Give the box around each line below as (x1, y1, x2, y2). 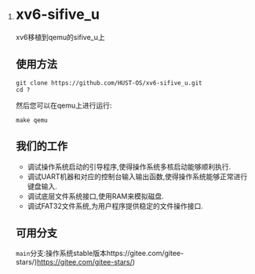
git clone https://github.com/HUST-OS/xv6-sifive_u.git (15, 79, 202, 87)
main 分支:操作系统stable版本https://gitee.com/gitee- (15, 249, 184, 258)
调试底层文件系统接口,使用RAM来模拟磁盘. (27, 191, 164, 201)
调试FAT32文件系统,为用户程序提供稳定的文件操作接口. (27, 201, 204, 210)
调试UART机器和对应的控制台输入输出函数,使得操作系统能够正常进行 (27, 171, 248, 181)
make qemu (15, 116, 49, 124)
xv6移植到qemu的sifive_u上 (15, 32, 106, 42)
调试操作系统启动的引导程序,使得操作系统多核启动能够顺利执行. (27, 162, 231, 171)
